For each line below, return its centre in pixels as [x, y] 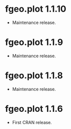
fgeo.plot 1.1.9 [34, 42]
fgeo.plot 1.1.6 [34, 109]
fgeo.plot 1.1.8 [34, 75]
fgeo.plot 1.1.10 [36, 9]
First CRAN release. [32, 122]
